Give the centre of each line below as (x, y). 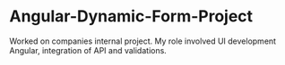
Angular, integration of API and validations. (88, 50)
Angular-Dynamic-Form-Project (131, 16)
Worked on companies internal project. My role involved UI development (142, 41)
